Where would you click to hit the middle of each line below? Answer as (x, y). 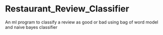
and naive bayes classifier (31, 27)
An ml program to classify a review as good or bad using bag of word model (82, 22)
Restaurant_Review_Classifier (67, 9)
